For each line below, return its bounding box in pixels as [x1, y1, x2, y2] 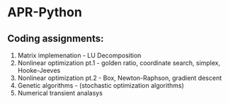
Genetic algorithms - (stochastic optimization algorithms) [17, 81, 184, 89]
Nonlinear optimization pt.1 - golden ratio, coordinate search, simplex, [17, 59, 221, 67]
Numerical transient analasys [17, 89, 103, 97]
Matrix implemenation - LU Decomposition [17, 51, 142, 59]
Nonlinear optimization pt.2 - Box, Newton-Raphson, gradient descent [17, 74, 222, 82]
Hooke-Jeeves [17, 67, 61, 74]
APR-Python [7, 4, 83, 21]
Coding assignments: [7, 33, 104, 45]
